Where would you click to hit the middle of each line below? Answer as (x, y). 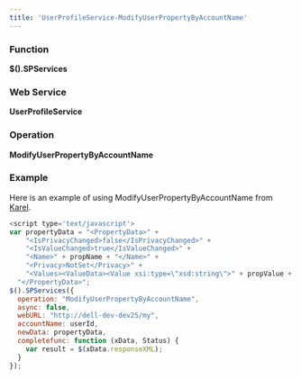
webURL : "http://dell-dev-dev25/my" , (88, 316)
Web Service (38, 92)
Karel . (20, 207)
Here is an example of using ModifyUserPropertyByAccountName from (141, 197)
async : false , (44, 307)
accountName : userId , (58, 324)
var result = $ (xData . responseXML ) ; (95, 349)
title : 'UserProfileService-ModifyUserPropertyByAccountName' (128, 18)
